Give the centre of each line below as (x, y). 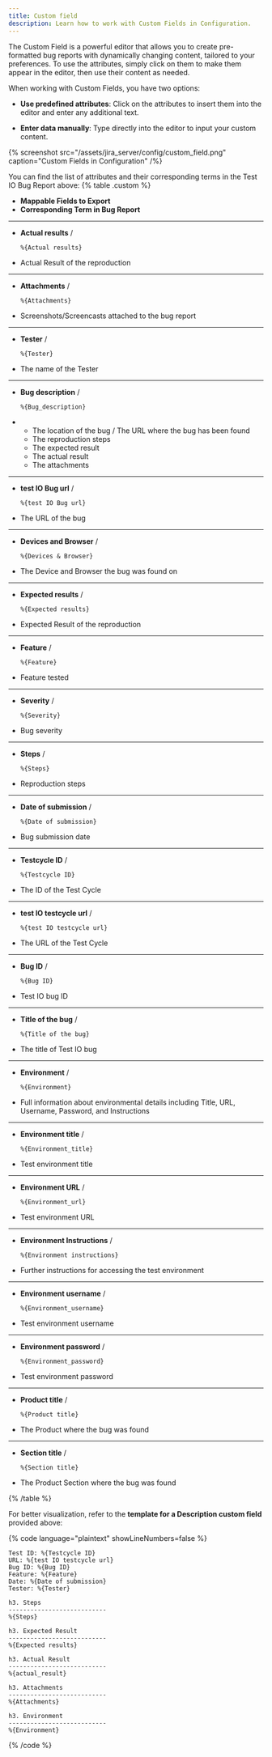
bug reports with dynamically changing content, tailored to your (149, 55)
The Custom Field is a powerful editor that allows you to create (113, 46)
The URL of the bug (53, 518)
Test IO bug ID (44, 995)
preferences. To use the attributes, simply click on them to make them (125, 64)
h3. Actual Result (39, 1659)
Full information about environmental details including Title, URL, (128, 1102)
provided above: (36, 1522)
